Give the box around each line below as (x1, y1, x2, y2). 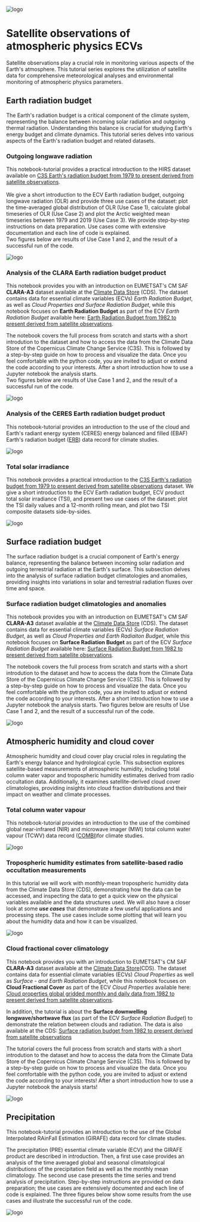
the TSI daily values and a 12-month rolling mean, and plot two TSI (6, 501, 170, 509)
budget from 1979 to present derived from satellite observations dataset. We (6, 482, 194, 490)
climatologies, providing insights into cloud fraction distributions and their (6, 784, 187, 791)
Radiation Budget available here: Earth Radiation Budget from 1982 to (6, 314, 177, 321)
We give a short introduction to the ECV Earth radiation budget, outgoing (6, 191, 184, 198)
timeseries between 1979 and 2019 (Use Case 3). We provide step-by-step (6, 216, 190, 224)
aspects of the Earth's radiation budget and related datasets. (6, 137, 156, 144)
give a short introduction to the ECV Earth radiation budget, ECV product (6, 488, 185, 496)
